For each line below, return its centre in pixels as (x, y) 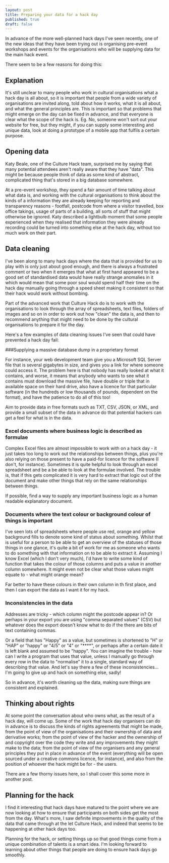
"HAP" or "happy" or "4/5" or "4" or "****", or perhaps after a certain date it (84, 645)
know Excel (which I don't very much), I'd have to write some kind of (76, 558)
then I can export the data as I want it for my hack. (58, 590)
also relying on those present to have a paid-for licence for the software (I (82, 459)
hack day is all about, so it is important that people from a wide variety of (81, 98)
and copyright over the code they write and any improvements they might (81, 742)
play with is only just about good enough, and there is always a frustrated (81, 266)
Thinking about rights (40, 703)
